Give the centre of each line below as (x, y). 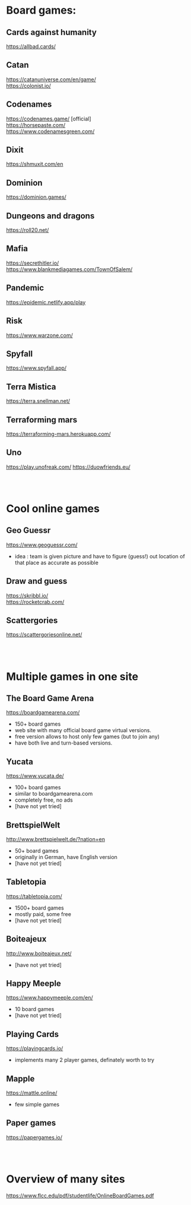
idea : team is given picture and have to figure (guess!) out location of (100, 556)
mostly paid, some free (43, 914)
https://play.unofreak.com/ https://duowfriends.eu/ (68, 467)
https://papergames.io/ (34, 1137)
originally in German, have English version (66, 857)
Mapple (20, 1078)
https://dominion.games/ (36, 197)
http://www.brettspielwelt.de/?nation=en (56, 839)
